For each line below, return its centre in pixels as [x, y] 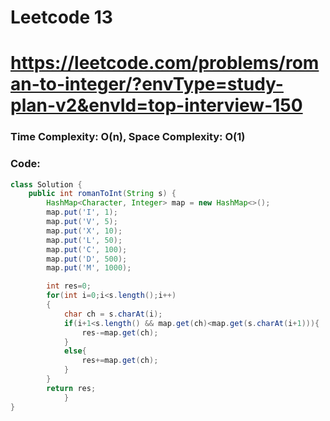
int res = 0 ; [69, 286]
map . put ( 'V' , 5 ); [82, 222]
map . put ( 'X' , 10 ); [84, 231]
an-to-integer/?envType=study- [147, 84]
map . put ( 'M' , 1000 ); [89, 268]
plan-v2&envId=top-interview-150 [156, 105]
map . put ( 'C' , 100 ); [87, 249]
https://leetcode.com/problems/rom [165, 63]
